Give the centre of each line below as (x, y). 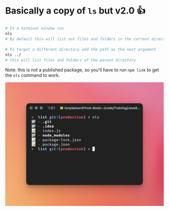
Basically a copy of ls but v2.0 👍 (75, 11)
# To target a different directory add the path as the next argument (81, 49)
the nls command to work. (33, 75)
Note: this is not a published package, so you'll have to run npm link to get (82, 70)
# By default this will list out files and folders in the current (77, 39)
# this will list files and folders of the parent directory (71, 60)
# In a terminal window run (35, 28)
